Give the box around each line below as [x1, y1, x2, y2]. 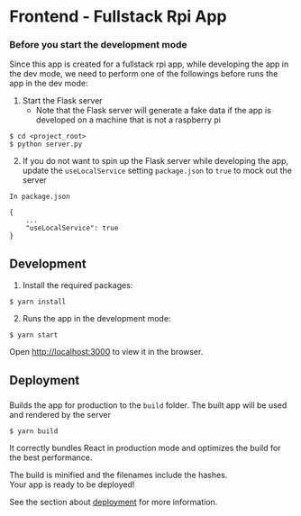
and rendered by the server [9, 409, 111, 420]
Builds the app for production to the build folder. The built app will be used [9, 399, 287, 411]
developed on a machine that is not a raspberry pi [35, 114, 221, 125]
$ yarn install [9, 297, 67, 307]
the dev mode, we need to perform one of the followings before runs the [9, 68, 278, 79]
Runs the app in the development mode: [22, 313, 171, 324]
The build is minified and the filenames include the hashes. [9, 469, 228, 480]
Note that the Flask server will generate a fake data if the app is [35, 105, 272, 116]
